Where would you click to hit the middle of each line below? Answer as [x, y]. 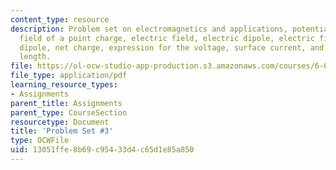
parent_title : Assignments [66, 103]
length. [35, 57]
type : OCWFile [40, 141]
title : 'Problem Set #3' [62, 131]
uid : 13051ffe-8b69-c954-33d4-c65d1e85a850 [102, 150]
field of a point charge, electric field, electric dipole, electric [167, 38]
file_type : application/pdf [69, 76]
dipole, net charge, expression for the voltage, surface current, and [172, 47]
